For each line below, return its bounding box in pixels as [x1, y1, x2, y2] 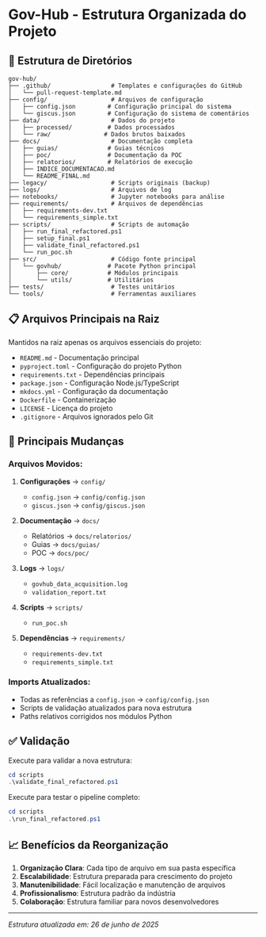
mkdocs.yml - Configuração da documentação [19, 386, 169, 396]
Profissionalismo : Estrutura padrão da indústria [19, 888, 176, 897]
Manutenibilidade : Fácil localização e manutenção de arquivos [19, 880, 226, 889]
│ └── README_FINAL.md [8, 172, 90, 180]
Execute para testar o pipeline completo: [8, 793, 140, 802]
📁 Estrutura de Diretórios [8, 54, 133, 67]
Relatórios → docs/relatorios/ [31, 531, 132, 541]
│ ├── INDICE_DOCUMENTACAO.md [8, 165, 115, 173]
